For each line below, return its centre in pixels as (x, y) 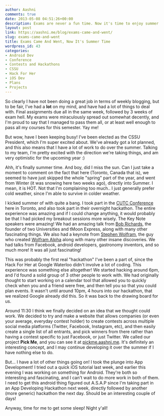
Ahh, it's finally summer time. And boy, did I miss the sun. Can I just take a (80, 167)
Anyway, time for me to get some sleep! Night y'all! (56, 408)
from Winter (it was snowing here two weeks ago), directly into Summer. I (79, 183)
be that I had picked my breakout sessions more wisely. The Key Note (75, 219)
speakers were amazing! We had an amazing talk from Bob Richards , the (78, 223)
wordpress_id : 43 (23, 46)
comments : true (21, 14)
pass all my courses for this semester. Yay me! (52, 127)
